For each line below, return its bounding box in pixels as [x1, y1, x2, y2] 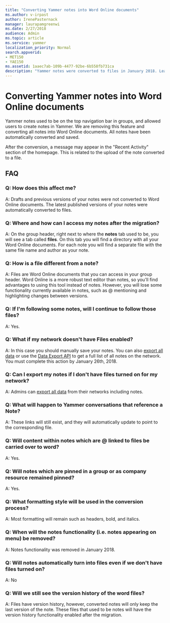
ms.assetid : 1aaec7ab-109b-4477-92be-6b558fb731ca [5, 64, 114, 69]
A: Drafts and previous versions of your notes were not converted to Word [5, 196, 159, 202]
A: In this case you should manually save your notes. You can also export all [5, 347, 163, 354]
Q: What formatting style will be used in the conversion [5, 498, 143, 505]
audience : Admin [5, 31, 39, 36]
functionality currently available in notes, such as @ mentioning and [5, 287, 147, 294]
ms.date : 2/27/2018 [5, 26, 47, 31]
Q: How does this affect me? [5, 184, 76, 191]
